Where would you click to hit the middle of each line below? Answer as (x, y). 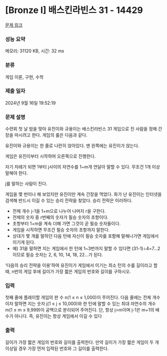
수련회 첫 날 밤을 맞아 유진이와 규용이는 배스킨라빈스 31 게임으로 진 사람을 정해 (81, 129)
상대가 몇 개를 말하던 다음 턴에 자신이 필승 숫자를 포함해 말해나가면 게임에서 (85, 236)
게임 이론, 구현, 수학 (24, 77)
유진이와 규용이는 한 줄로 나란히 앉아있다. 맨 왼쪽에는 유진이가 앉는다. (72, 146)
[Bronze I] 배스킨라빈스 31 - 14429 (74, 10)
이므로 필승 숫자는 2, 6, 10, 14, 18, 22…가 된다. (58, 255)
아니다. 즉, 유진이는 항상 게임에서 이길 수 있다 (58, 316)
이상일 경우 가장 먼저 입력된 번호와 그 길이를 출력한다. (57, 348)
